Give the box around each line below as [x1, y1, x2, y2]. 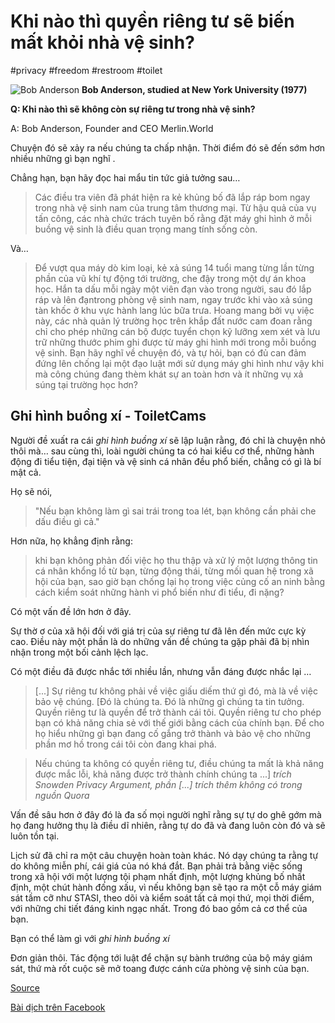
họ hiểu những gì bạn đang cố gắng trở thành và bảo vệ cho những [34, 727, 311, 739]
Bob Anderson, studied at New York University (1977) [81, 83, 308, 95]
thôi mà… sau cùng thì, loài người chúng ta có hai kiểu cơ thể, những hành [10, 445, 315, 457]
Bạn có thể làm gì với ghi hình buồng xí [10, 932, 170, 944]
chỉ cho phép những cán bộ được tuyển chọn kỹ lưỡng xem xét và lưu [34, 325, 321, 337]
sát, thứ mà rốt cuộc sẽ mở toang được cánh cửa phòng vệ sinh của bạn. [10, 962, 310, 974]
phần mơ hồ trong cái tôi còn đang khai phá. [34, 738, 217, 750]
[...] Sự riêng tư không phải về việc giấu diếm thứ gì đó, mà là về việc [34, 685, 318, 697]
